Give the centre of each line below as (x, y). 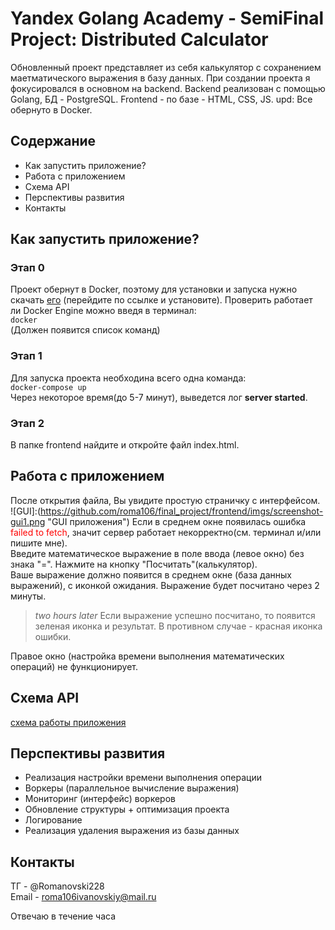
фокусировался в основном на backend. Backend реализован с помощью (168, 88)
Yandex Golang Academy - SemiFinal (167, 18)
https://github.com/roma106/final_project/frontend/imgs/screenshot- (182, 511)
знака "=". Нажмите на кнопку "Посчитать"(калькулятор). (134, 564)
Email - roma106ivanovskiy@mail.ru (83, 897)
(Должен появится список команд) (85, 330)
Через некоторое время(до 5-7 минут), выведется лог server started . (159, 397)
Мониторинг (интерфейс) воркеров (100, 799)
